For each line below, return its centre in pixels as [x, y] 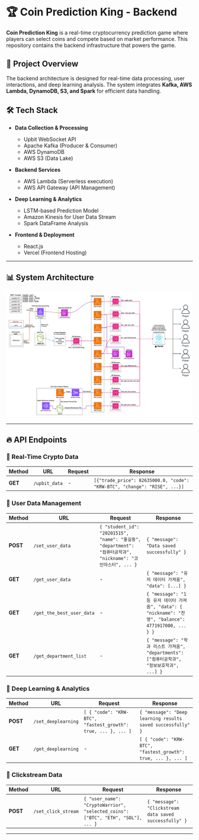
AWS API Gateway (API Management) [69, 187]
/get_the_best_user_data [64, 613]
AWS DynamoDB [44, 152]
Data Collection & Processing [51, 128]
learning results [161, 718]
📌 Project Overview [42, 64]
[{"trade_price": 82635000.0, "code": [142, 480]
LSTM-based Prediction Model [61, 210]
